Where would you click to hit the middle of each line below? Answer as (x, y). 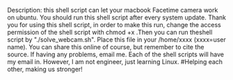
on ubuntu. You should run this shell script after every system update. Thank (117, 17)
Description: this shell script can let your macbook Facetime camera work (113, 10)
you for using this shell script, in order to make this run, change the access (114, 25)
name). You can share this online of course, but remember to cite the (106, 47)
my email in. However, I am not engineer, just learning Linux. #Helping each (115, 62)
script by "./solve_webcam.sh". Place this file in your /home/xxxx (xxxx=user (116, 40)
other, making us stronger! (45, 69)
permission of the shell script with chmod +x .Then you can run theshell (110, 32)
